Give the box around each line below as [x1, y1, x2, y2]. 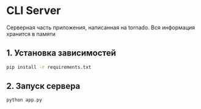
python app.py [6, 97, 43, 104]
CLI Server [6, 4, 61, 18]
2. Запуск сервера [6, 81, 81, 91]
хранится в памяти [6, 30, 56, 37]
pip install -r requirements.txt [6, 64, 92, 70]
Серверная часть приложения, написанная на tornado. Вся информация [6, 24, 196, 31]
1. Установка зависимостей [6, 48, 116, 58]
